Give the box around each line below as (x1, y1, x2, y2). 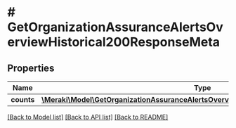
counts (11, 95, 35, 104)
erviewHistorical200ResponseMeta (7, 34, 220, 50)
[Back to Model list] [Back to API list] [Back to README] (7, 113, 169, 121)
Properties (7, 62, 55, 74)
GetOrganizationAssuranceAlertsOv (7, 19, 223, 35)
